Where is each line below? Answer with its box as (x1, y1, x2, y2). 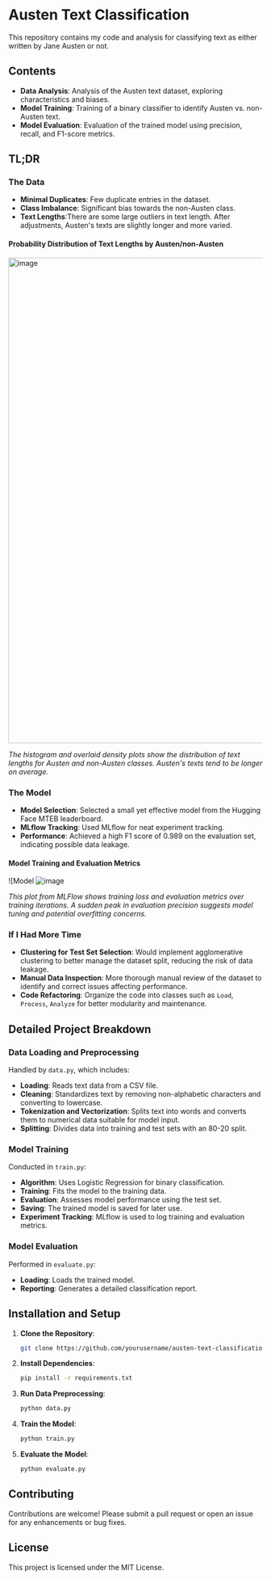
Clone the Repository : (19, 1328, 95, 1338)
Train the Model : (19, 1419, 77, 1429)
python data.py (19, 1405, 72, 1413)
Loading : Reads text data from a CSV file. (19, 1081, 159, 1090)
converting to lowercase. (19, 1098, 103, 1108)
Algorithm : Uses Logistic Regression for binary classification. (19, 1178, 225, 1187)
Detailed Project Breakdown (8, 1022, 152, 1036)
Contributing (8, 1487, 74, 1501)
